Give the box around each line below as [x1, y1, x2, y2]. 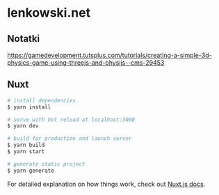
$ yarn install [7, 103, 51, 111]
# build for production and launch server [7, 135, 132, 142]
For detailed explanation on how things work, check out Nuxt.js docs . [7, 180, 206, 188]
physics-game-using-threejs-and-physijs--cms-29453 [7, 58, 165, 67]
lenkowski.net [7, 5, 91, 21]
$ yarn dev [7, 123, 39, 130]
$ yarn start [7, 148, 45, 155]
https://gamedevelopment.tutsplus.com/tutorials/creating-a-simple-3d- [7, 51, 212, 59]
